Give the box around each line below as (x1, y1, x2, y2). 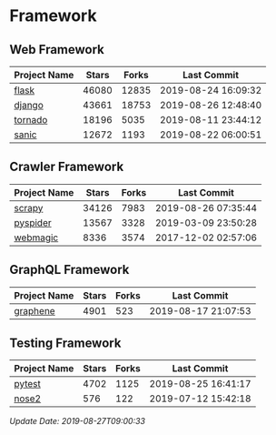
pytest (14, 378, 41, 390)
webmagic (14, 231, 59, 244)
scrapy (14, 201, 44, 214)
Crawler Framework (9, 159, 124, 175)
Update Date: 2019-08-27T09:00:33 (9, 416, 145, 427)
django (14, 99, 44, 111)
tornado (14, 114, 48, 126)
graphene (14, 304, 56, 317)
